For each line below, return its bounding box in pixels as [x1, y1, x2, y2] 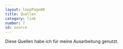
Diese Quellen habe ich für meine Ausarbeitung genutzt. [5, 38, 119, 44]
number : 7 [5, 20, 25, 26]
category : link [5, 16, 36, 21]
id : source [5, 25, 27, 30]
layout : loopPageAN [5, 7, 45, 12]
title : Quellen [5, 12, 36, 16]
